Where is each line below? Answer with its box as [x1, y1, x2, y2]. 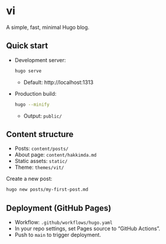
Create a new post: [6, 175, 53, 183]
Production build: [14, 90, 57, 97]
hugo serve [14, 68, 42, 74]
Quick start [6, 41, 48, 51]
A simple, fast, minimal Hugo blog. [6, 24, 90, 31]
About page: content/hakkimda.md [14, 151, 97, 158]
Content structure [6, 129, 74, 139]
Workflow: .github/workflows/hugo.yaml [14, 219, 113, 226]
